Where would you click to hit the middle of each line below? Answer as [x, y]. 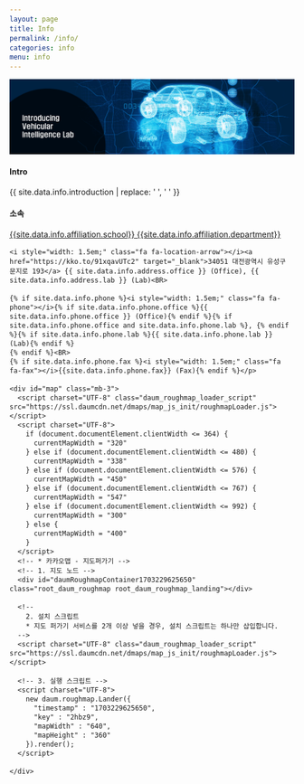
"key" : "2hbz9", [66, 717]
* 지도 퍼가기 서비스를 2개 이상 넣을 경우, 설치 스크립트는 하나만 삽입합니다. [152, 626]
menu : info [30, 57]
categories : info [42, 48]
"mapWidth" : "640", [72, 726]
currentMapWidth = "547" [80, 497]
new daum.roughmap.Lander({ [78, 699]
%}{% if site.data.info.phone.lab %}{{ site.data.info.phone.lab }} [141, 335]
